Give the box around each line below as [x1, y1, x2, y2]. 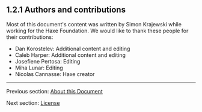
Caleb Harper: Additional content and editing [14, 51, 126, 59]
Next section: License [6, 99, 60, 107]
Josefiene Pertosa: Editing [14, 57, 81, 65]
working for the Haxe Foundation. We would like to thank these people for [6, 27, 189, 34]
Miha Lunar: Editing [14, 64, 63, 71]
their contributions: [6, 33, 54, 41]
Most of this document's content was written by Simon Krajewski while [6, 20, 182, 28]
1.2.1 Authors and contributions [6, 5, 126, 15]
